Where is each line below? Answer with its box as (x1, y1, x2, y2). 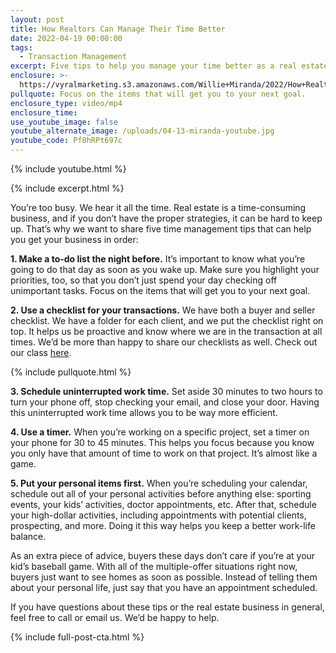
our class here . (10, 347, 72, 358)
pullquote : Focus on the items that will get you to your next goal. (10, 89, 307, 99)
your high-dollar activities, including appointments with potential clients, (10, 509, 307, 521)
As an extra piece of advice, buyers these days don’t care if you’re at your (10, 550, 316, 561)
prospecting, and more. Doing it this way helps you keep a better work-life (10, 520, 316, 531)
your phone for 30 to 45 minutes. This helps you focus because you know (10, 437, 315, 448)
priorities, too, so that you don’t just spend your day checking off (10, 274, 278, 286)
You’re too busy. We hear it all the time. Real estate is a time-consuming (10, 202, 307, 213)
